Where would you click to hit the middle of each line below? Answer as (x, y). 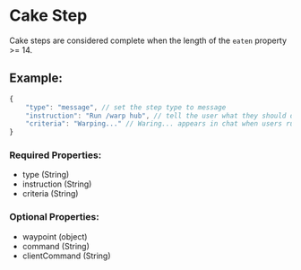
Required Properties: (56, 155)
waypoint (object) (55, 236)
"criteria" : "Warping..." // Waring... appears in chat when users (154, 124)
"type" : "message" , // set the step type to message (126, 107)
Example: (36, 78)
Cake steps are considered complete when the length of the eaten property (148, 40)
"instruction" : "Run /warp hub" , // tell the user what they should (156, 116)
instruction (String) (57, 184)
